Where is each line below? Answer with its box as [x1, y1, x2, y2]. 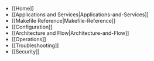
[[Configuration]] [11, 23, 53, 30]
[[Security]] [11, 48, 40, 55]
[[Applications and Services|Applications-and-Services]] [11, 11, 149, 18]
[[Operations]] [11, 36, 46, 42]
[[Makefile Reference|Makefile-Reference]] [11, 17, 116, 24]
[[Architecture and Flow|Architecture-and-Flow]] [11, 30, 129, 37]
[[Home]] [11, 5, 34, 12]
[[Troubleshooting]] [11, 42, 59, 49]
